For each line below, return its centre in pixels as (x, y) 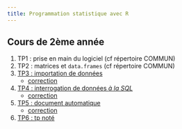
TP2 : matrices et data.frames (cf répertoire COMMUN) (96, 66)
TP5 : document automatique (59, 103)
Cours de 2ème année (56, 42)
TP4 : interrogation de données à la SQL (75, 89)
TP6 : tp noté (36, 118)
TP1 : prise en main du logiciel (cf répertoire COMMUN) (96, 59)
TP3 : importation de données (60, 73)
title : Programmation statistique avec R (68, 14)
